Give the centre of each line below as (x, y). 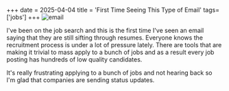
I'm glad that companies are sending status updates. (81, 80)
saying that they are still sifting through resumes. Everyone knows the (105, 38)
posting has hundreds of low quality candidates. (74, 60)
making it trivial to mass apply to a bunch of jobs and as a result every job (110, 52)
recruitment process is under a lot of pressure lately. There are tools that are (114, 45)
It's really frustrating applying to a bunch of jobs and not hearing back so (109, 73)
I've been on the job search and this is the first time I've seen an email (105, 30)
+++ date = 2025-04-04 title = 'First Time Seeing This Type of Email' (104, 10)
